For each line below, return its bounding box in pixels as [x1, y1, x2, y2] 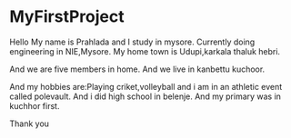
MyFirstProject [9, 6, 125, 27]
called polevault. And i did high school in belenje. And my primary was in [9, 91, 282, 102]
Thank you [9, 118, 50, 129]
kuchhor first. [9, 100, 60, 111]
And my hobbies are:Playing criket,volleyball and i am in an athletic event [9, 81, 283, 92]
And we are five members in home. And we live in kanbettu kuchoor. [9, 64, 266, 74]
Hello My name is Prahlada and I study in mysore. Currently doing [9, 36, 256, 47]
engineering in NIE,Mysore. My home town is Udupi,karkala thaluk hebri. [9, 45, 280, 56]
